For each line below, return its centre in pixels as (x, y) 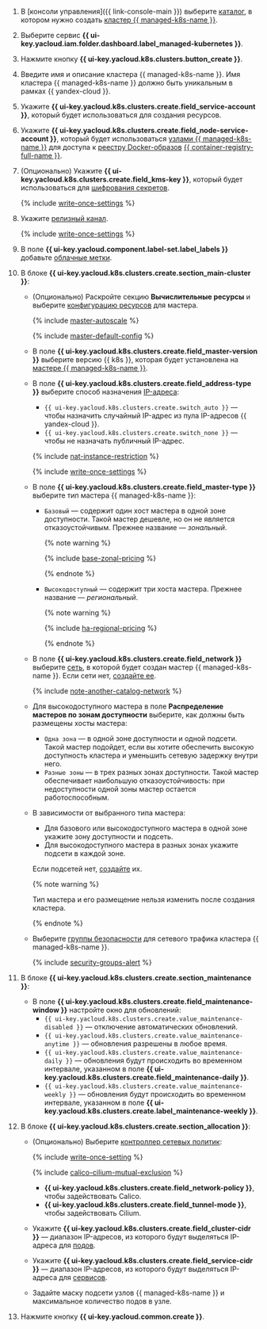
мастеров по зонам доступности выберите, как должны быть (138, 715)
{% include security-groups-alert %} (92, 962)
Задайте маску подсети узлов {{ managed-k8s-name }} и (128, 1293)
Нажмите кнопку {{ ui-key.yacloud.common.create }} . (113, 1316)
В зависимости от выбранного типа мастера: (109, 813)
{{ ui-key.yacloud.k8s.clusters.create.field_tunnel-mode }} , (145, 1205)
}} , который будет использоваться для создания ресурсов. (121, 115)
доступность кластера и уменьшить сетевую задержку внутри (151, 755)
